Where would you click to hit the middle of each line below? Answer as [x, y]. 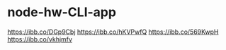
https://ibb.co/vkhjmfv [40, 39]
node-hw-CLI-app [62, 12]
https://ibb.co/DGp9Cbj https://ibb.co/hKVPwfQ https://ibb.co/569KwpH [113, 32]
